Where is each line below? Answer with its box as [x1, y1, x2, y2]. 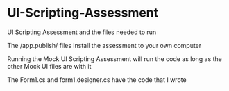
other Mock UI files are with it [7, 62, 92, 70]
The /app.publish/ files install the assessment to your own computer [7, 41, 202, 49]
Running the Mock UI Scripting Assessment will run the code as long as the [7, 54, 222, 63]
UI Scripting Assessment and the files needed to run [7, 28, 157, 36]
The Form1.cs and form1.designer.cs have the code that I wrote [7, 75, 187, 84]
